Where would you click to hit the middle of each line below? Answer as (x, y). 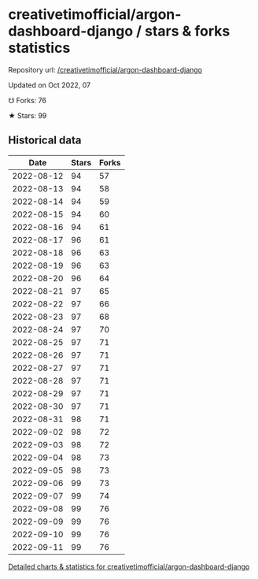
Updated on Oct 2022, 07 (50, 85)
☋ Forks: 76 (28, 100)
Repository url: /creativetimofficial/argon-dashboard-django (105, 69)
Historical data (45, 141)
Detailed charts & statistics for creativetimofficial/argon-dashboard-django (129, 566)
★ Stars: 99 (28, 115)
